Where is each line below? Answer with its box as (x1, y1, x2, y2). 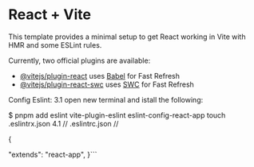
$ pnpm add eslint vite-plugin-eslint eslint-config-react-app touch (8, 110, 226, 120)
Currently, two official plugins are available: (8, 56, 151, 65)
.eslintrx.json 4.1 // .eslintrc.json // (8, 118, 119, 128)
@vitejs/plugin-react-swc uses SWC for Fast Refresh (19, 80, 194, 89)
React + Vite (8, 6, 92, 24)
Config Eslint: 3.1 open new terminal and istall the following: (8, 95, 204, 104)
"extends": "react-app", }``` (8, 150, 97, 159)
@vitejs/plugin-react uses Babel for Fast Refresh (19, 71, 181, 80)
